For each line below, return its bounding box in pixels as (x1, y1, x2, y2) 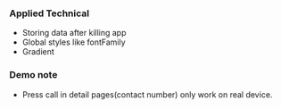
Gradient (21, 46, 55, 57)
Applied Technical (9, 7, 90, 20)
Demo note (9, 69, 58, 81)
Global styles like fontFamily (21, 37, 127, 47)
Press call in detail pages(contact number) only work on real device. (21, 88, 273, 100)
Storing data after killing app (21, 28, 127, 38)
